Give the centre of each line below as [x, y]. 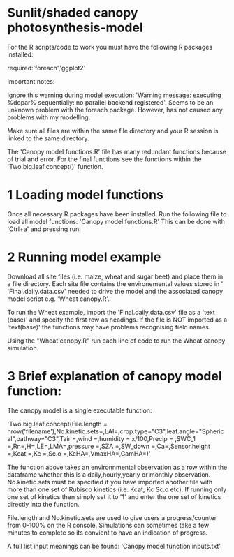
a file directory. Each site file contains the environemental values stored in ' [115, 283]
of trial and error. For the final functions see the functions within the [104, 159]
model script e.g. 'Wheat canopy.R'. [59, 299]
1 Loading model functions [86, 195]
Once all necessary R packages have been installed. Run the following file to [117, 214]
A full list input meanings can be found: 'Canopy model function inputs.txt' [114, 546]
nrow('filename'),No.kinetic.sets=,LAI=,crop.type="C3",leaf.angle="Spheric [116, 431]
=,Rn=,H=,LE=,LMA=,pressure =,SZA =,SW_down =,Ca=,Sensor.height [109, 446]
